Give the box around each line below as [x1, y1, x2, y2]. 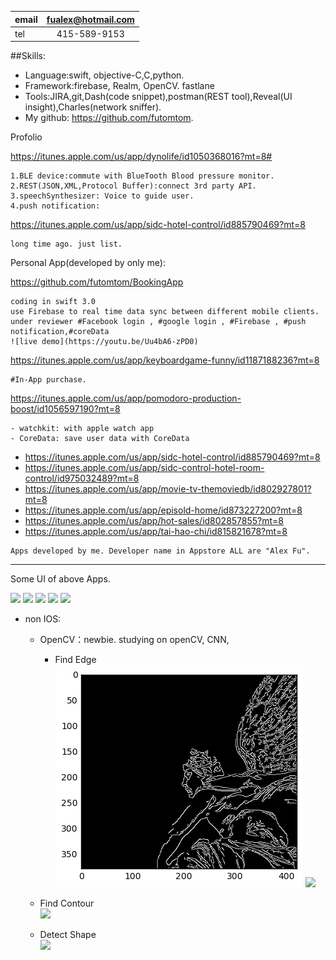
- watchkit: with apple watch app [10, 424, 155, 434]
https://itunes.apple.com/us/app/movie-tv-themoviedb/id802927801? [24, 483, 312, 495]
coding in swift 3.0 [10, 297, 97, 307]
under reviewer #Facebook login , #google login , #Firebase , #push [10, 317, 307, 327]
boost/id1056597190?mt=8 [10, 403, 121, 415]
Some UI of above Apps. [10, 573, 111, 585]
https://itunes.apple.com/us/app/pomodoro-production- [10, 392, 242, 405]
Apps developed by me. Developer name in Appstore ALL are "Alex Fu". [10, 546, 311, 556]
